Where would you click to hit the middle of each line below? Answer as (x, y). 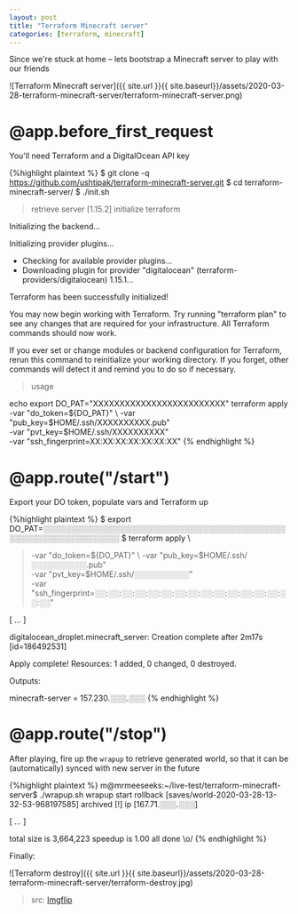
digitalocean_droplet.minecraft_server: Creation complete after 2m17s (136, 637)
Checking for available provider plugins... (97, 261)
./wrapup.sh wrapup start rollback (102, 795)
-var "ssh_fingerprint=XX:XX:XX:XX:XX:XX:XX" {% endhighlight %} (132, 442)
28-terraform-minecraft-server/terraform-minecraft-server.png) (126, 95)
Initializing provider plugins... (62, 244)
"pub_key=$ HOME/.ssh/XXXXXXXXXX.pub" (90, 422)
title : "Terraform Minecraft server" (79, 26)
